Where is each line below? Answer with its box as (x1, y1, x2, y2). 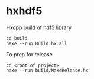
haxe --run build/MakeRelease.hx (6, 67, 89, 74)
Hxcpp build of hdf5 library (6, 24, 72, 31)
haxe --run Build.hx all (6, 40, 67, 46)
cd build (6, 35, 28, 41)
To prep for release (6, 50, 53, 58)
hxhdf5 (6, 4, 43, 18)
